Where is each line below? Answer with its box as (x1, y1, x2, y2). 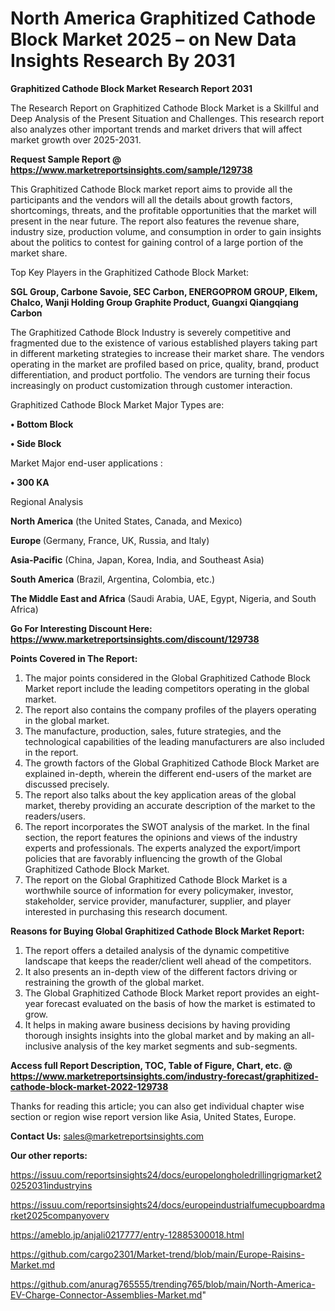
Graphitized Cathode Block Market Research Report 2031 (10, 82, 253, 94)
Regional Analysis (10, 495, 84, 507)
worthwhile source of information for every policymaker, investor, (24, 884, 294, 896)
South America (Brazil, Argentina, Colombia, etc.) (10, 573, 216, 585)
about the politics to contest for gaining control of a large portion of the (10, 236, 304, 248)
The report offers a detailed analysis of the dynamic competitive (24, 944, 290, 956)
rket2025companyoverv (10, 1209, 110, 1221)
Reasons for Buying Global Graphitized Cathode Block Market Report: (10, 925, 305, 937)
